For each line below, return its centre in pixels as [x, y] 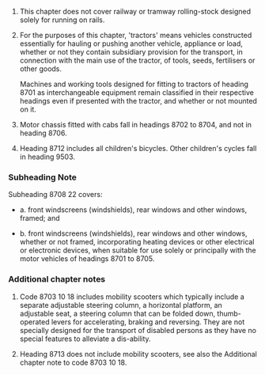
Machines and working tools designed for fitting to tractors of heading [134, 84]
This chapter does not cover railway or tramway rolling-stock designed [135, 11]
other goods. [40, 69]
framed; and [40, 218]
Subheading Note [43, 177]
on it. [28, 109]
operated [34, 322]
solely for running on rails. [62, 20]
